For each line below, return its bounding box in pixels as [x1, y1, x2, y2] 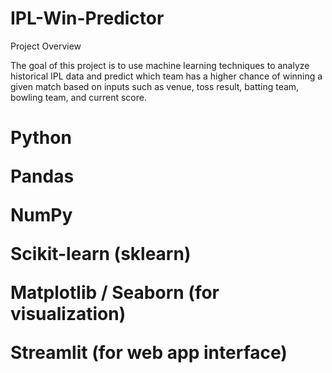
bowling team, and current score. [10, 91, 147, 103]
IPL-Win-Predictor [10, 7, 165, 30]
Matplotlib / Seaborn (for [10, 282, 220, 304]
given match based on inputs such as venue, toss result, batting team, [10, 80, 300, 92]
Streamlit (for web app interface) [10, 342, 288, 364]
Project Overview [10, 40, 82, 52]
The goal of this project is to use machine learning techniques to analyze [10, 59, 310, 71]
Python [10, 127, 72, 149]
